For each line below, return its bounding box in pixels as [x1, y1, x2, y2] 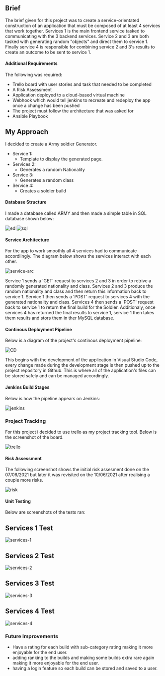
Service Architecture [5, 237, 50, 243]
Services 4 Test [5, 607, 55, 616]
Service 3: [12, 172, 34, 178]
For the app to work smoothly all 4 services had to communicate [5, 248, 137, 254]
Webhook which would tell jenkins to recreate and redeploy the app [12, 97, 151, 103]
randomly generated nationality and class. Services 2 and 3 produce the [5, 283, 153, 289]
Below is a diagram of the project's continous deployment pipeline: [5, 337, 142, 344]
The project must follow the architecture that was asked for [12, 108, 134, 114]
